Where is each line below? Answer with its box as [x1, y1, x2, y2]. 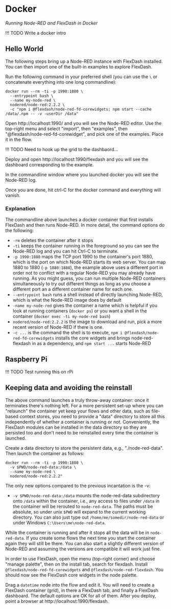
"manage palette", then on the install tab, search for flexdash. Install [5, 561, 148, 567]
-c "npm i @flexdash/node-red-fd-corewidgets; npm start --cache [10, 107, 152, 112]
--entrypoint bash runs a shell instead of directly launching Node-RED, [12, 291, 163, 298]
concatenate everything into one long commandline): [5, 79, 116, 85]
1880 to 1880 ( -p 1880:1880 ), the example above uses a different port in [12, 264, 163, 271]
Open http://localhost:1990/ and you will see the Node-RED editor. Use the [5, 120, 162, 126]
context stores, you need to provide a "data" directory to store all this [19, 413, 165, 419]
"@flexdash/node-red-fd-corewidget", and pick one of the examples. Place [5, 131, 164, 137]
